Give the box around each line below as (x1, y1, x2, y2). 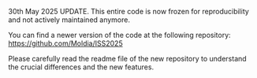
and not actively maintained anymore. (8, 15, 130, 24)
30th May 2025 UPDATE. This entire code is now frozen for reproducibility (8, 7, 250, 16)
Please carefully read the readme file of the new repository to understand (8, 54, 247, 63)
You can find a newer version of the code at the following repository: (8, 31, 231, 39)
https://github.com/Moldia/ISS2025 (8, 39, 124, 48)
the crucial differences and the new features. (8, 62, 155, 72)
